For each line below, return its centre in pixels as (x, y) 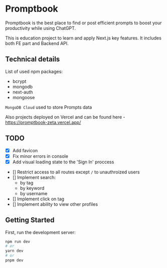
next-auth (23, 92)
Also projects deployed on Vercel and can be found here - (65, 117)
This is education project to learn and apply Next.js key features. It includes (83, 38)
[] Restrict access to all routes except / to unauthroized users (76, 172)
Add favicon (25, 150)
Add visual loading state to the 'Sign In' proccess (63, 162)
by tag (27, 183)
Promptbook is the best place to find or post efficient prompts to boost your (83, 23)
